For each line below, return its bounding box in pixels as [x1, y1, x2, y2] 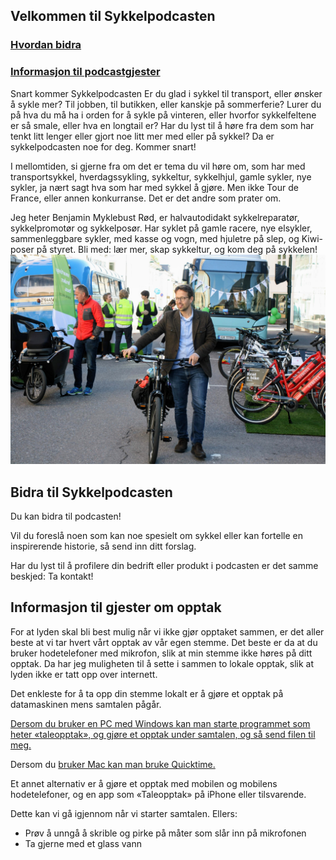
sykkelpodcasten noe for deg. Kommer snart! [10, 140, 197, 153]
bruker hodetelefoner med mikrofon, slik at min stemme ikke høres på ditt [10, 647, 313, 659]
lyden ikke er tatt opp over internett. [10, 668, 158, 680]
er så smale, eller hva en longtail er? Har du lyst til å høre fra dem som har [10, 119, 315, 131]
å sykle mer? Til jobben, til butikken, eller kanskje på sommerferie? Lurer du [10, 98, 322, 110]
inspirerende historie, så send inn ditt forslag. [10, 540, 197, 553]
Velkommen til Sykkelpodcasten [10, 8, 216, 25]
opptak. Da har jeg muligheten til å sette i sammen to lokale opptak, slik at [10, 657, 314, 669]
